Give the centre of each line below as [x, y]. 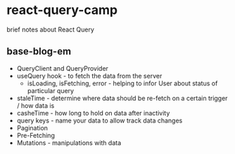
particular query [51, 90]
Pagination [32, 127]
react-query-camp [62, 10]
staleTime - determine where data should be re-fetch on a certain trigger [122, 98]
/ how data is [36, 105]
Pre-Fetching [36, 135]
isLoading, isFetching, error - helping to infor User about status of [122, 83]
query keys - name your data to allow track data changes [100, 120]
